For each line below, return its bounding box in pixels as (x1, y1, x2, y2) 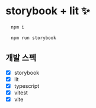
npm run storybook (11, 34, 57, 41)
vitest (14, 89, 28, 96)
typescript (14, 82, 40, 90)
